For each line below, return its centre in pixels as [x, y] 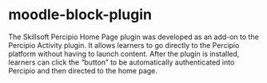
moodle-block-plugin [80, 15]
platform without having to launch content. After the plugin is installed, [124, 53]
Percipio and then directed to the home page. [83, 70]
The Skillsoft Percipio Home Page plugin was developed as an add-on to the [134, 37]
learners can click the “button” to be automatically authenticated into [122, 62]
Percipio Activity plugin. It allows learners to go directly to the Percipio [124, 45]
